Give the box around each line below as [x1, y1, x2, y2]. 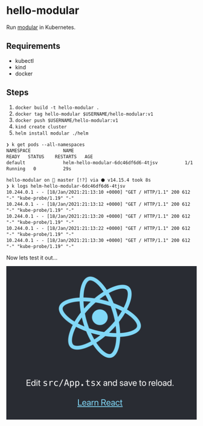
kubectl [14, 57, 34, 64]
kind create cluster [14, 124, 67, 130]
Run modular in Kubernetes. [6, 24, 76, 31]
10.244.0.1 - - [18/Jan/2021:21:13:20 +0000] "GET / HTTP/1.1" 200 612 [6, 213, 190, 219]
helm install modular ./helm [14, 130, 89, 136]
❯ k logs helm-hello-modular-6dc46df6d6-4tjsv [6, 183, 126, 189]
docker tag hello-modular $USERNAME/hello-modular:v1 [14, 111, 153, 117]
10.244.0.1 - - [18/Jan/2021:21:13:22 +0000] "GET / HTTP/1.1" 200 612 [6, 225, 190, 231]
